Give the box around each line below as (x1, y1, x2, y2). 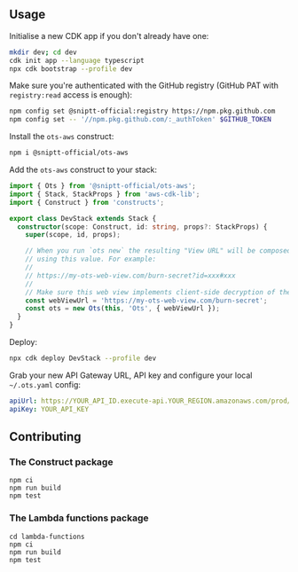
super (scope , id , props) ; (25, 231, 122, 239)
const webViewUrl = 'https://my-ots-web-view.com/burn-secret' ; (25, 296, 268, 305)
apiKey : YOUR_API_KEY (9, 404, 90, 413)
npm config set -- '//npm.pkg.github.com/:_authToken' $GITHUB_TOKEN (9, 115, 272, 124)
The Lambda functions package (9, 512, 149, 524)
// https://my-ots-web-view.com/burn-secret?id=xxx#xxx (25, 270, 237, 280)
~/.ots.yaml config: (9, 379, 82, 389)
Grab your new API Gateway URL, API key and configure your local (9, 370, 253, 380)
